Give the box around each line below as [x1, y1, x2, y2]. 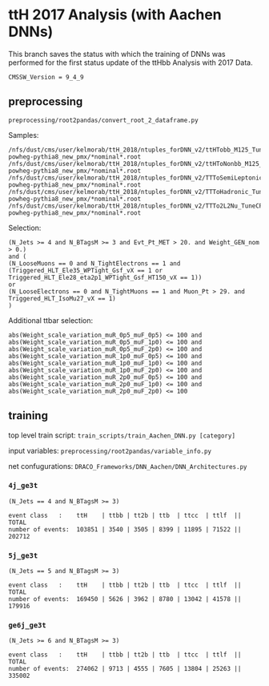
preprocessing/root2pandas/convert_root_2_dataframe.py [8, 116, 199, 124]
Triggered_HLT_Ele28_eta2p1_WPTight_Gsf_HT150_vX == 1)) [8, 273, 203, 281]
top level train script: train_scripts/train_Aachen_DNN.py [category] [8, 430, 236, 440]
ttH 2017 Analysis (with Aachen [8, 6, 222, 24]
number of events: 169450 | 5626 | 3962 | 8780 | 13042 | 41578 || [8, 595, 242, 603]
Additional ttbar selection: [8, 315, 94, 325]
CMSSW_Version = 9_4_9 [8, 73, 84, 81]
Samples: [8, 130, 39, 139]
